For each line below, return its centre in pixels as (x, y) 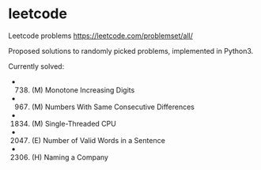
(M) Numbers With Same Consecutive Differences (113, 107)
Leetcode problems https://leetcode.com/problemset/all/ (101, 36)
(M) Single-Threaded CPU (74, 123)
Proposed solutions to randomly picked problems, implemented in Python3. (131, 51)
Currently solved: (36, 66)
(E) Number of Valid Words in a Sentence (98, 140)
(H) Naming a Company (70, 157)
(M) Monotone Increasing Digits (83, 90)
